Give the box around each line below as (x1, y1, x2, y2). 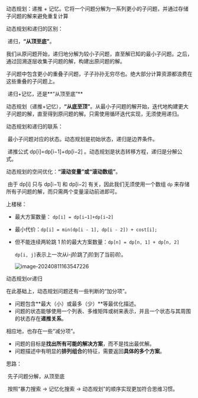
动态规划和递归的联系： (6, 123, 63, 130)
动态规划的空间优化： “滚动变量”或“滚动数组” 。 (6, 168, 121, 175)
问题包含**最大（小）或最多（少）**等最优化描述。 (14, 300, 139, 307)
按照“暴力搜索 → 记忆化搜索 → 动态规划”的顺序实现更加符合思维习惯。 (7, 386, 178, 392)
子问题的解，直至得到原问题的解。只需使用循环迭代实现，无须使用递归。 (6, 110, 182, 117)
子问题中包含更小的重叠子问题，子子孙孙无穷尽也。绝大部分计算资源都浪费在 (6, 70, 193, 77)
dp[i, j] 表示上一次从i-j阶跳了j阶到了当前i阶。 (14, 251, 127, 258)
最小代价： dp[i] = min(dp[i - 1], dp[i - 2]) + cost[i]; (14, 226, 158, 233)
